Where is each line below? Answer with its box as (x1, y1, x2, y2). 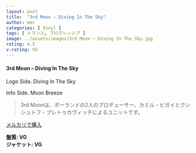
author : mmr (6, 19, 35, 25)
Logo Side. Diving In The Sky (6, 77, 76, 85)
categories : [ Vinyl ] (6, 25, 61, 31)
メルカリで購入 (6, 121, 42, 128)
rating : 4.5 (6, 42, 35, 47)
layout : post (6, 8, 38, 15)
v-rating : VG (6, 47, 38, 53)
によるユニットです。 (92, 108, 143, 115)
